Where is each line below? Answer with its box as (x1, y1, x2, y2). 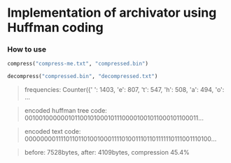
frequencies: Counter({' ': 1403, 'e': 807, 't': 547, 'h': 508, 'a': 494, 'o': (24, 86, 225, 94)
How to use (7, 45, 47, 54)
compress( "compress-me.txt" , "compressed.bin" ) (7, 61, 149, 68)
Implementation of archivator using (7, 5, 217, 21)
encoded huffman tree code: (24, 107, 107, 115)
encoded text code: (24, 127, 81, 136)
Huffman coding (7, 20, 104, 36)
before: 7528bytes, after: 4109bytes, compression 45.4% (24, 148, 190, 157)
